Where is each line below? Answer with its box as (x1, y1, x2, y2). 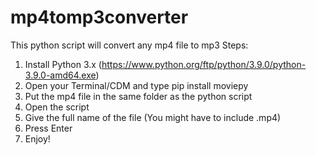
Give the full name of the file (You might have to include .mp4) (24, 111, 282, 123)
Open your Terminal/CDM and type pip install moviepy (24, 79, 249, 91)
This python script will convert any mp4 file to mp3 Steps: (10, 39, 249, 51)
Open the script (24, 101, 90, 113)
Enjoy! (24, 132, 51, 145)
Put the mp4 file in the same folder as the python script (24, 90, 253, 102)
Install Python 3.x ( (24, 58, 102, 70)
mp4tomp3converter (10, 6, 189, 29)
